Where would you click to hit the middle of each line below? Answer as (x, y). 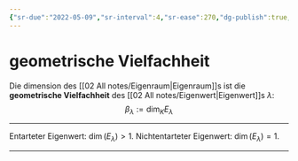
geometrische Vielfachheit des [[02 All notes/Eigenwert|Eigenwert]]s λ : (142, 95)
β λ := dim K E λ (149, 110)
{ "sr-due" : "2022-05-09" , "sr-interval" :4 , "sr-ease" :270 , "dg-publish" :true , (150, 17)
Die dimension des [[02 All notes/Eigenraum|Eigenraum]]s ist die (127, 86)
